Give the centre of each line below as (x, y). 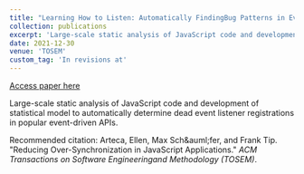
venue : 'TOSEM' (38, 52)
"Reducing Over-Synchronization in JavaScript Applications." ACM (133, 150)
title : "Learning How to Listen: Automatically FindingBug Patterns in (147, 18)
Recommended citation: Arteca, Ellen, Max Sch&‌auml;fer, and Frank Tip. (143, 140)
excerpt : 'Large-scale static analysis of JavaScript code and (131, 34)
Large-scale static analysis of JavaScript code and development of (134, 103)
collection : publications (58, 26)
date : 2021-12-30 (42, 43)
